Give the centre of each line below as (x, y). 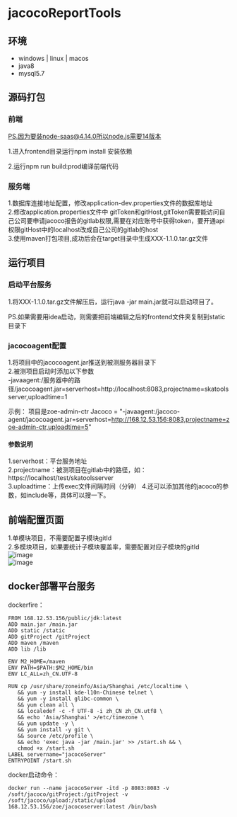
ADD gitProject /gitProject (49, 636)
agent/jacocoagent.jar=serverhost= (60, 419)
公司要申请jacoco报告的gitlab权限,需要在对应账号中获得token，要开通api (119, 220)
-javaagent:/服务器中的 (41, 379)
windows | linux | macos (53, 58)
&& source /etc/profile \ (55, 736)
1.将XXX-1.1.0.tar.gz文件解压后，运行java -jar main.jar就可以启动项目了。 (113, 302)
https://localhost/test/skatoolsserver (61, 478)
